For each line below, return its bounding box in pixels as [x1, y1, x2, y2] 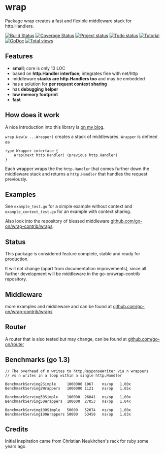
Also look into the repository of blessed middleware [5, 218, 110, 224]
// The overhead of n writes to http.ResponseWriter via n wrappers [5, 369, 149, 374]
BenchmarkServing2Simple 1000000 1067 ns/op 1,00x [5, 382, 132, 386]
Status [5, 238, 26, 246]
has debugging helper [12, 86, 59, 92]
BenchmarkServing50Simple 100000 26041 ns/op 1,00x [5, 394, 132, 399]
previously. [5, 176, 28, 182]
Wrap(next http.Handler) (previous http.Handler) [14, 152, 118, 158]
